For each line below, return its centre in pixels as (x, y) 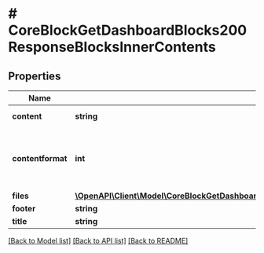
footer (24, 209)
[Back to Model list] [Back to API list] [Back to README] (98, 241)
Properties (35, 76)
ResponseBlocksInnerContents (112, 47)
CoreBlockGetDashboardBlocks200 (128, 30)
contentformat (40, 158)
